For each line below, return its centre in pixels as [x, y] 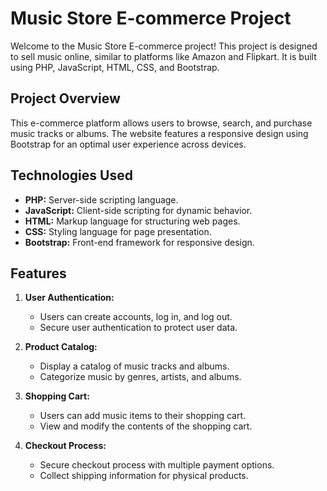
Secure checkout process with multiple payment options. [157, 465]
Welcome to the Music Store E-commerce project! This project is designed [164, 46]
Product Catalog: [61, 347]
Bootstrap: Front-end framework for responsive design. [139, 242]
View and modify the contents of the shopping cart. [146, 426]
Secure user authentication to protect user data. [138, 328]
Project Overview [65, 98]
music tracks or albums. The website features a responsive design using [159, 133]
